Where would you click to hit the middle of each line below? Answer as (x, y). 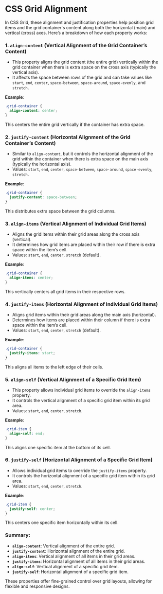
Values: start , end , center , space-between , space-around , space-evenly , (82, 169)
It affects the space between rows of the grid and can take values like (82, 78)
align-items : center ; (31, 278)
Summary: (18, 535)
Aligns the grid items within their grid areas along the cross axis (76, 234)
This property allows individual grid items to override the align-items (81, 390)
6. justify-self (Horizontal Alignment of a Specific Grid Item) (79, 460)
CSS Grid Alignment (46, 9)
